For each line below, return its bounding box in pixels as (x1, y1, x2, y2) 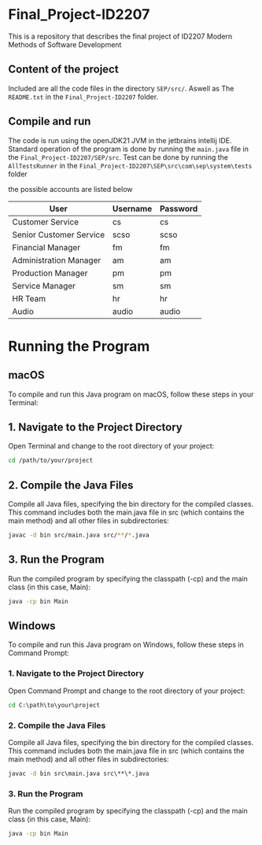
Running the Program (8, 337, 150, 355)
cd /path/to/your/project (8, 456, 93, 465)
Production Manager (12, 268, 88, 279)
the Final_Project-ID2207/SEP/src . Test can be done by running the (8, 152, 229, 162)
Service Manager (12, 280, 76, 291)
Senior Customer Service (12, 229, 105, 240)
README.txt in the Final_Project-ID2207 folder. (8, 92, 159, 101)
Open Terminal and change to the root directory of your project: (8, 441, 215, 451)
